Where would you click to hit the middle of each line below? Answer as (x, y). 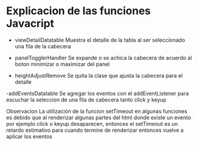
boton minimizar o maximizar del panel (62, 64)
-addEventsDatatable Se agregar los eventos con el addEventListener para (98, 93)
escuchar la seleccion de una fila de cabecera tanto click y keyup (86, 100)
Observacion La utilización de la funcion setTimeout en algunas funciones (97, 111)
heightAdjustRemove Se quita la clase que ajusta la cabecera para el (99, 75)
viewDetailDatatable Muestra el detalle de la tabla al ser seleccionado (100, 40)
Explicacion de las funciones (78, 11)
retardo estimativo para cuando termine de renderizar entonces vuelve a (95, 130)
